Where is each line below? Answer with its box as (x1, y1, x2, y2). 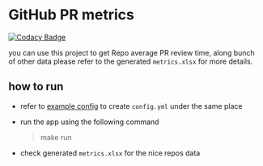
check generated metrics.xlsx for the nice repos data (19, 147, 201, 158)
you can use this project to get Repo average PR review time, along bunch (8, 48, 255, 57)
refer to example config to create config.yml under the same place (19, 101, 243, 110)
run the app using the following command (19, 117, 159, 127)
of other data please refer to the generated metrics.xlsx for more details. (8, 56, 253, 66)
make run (40, 132, 73, 142)
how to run (8, 80, 64, 93)
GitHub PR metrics (8, 6, 135, 24)
